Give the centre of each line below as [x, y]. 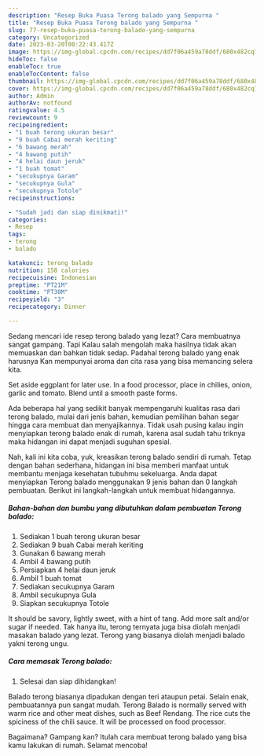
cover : [19, 88]
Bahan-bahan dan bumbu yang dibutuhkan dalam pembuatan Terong [125, 508]
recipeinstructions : [42, 198]
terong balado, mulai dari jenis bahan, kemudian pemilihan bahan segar [124, 417]
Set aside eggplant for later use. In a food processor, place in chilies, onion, [130, 384]
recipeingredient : [38, 125]
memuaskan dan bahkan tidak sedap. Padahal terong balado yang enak [124, 352]
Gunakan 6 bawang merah [62, 553]
